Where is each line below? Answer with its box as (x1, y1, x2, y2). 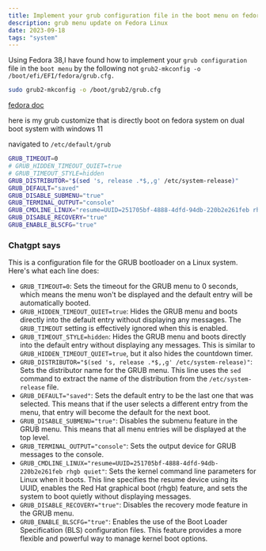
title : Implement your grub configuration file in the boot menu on (8, 11, 239, 20)
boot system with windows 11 (8, 124, 103, 134)
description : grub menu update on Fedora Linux (8, 19, 169, 27)
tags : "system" (8, 33, 59, 42)
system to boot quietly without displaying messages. (19, 492, 192, 501)
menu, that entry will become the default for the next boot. (19, 408, 211, 417)
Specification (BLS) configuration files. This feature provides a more (19, 526, 242, 535)
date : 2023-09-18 (8, 26, 66, 34)
